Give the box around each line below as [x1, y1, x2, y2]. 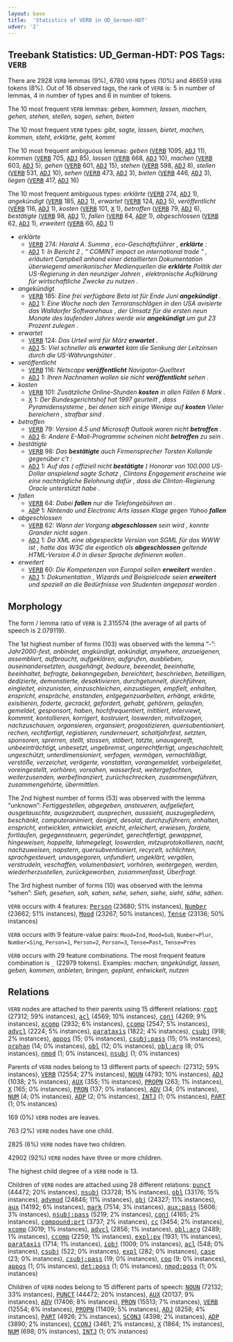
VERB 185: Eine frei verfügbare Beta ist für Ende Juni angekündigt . [28, 292, 221, 300]
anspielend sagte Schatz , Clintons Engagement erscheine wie [46, 469, 227, 477]
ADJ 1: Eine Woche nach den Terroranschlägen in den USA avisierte [28, 299, 223, 308]
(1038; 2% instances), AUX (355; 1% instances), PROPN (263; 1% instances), [8, 1077, 224, 1086]
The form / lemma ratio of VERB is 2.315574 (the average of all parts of [8, 619, 207, 627]
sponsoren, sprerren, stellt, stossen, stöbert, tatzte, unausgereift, [8, 736, 194, 744]
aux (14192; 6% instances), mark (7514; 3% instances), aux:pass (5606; [8, 1202, 218, 1211]
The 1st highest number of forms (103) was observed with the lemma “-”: [8, 640, 216, 648]
